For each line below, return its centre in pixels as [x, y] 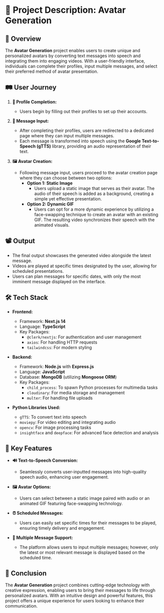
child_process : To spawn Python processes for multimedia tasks [92, 387]
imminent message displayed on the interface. [59, 281]
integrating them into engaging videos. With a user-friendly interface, [75, 61]
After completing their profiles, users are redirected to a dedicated [86, 130]
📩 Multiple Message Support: [42, 538]
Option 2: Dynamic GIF [50, 204]
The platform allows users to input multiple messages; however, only [89, 547]
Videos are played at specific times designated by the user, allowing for [84, 266]
